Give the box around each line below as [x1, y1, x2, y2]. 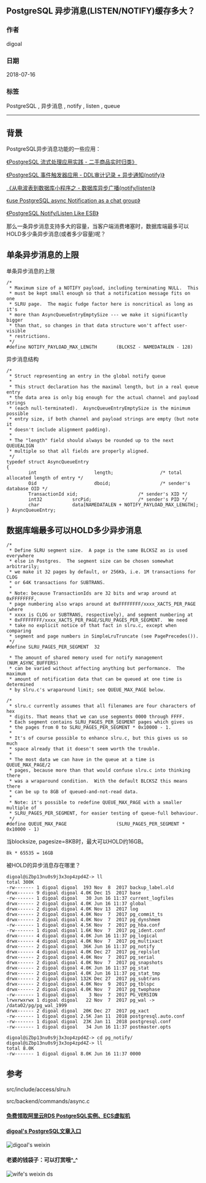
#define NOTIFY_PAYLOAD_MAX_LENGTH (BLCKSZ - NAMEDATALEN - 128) [6, 344, 193, 350]
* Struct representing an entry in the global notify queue [9, 373, 166, 379]
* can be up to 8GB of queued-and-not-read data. [9, 788, 139, 795]
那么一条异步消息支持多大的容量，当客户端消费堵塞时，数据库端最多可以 [6, 223, 189, 230]
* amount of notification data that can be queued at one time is [9, 676, 183, 682]
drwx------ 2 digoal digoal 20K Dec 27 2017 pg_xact [6, 1008, 150, 1014]
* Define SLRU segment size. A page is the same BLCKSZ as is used [9, 547, 188, 553]
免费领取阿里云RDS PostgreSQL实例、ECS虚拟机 [6, 1112, 131, 1120]
